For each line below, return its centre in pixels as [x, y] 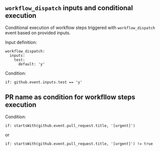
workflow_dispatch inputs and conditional [69, 8]
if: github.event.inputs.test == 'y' [44, 82]
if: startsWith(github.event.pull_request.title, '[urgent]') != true [79, 144]
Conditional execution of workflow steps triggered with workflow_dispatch [80, 27]
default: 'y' [32, 64]
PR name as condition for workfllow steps [70, 97]
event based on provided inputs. [38, 33]
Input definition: [21, 42]
